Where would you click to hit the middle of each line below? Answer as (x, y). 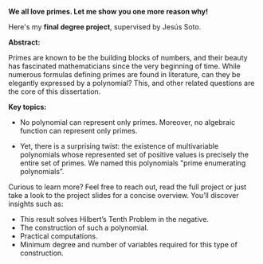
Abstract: (24, 42)
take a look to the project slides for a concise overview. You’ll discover (124, 195)
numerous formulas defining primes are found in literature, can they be (124, 74)
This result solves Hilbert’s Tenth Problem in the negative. (114, 219)
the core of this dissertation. (55, 91)
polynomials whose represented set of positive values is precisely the (134, 155)
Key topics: (27, 107)
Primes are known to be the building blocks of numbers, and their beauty (128, 58)
